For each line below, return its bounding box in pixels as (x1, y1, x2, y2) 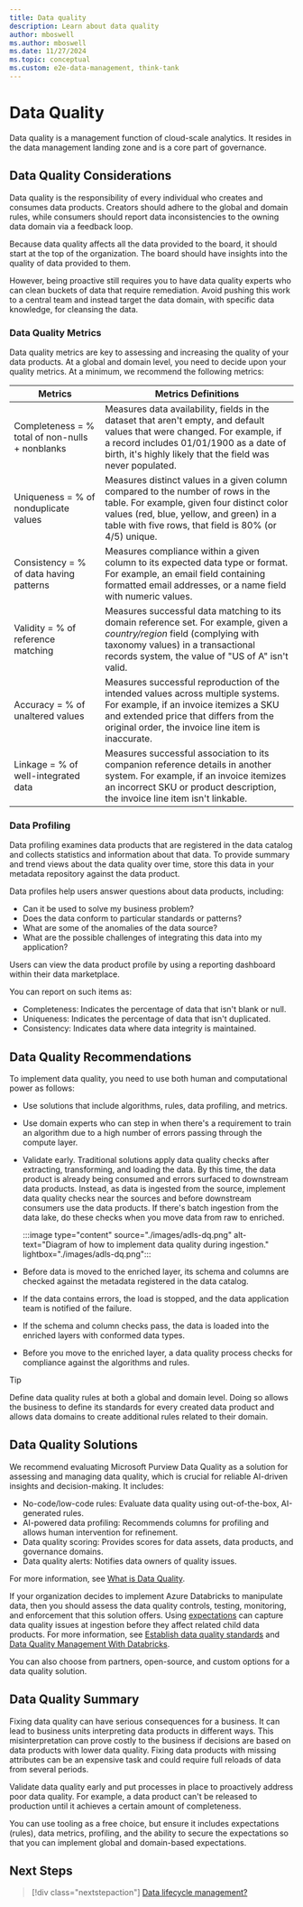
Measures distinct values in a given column (105, 473, 288, 486)
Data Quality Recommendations (9, 1049, 192, 1065)
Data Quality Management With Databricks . (9, 1638, 170, 1649)
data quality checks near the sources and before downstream (22, 1193, 252, 1204)
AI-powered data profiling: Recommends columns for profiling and (22, 1517, 269, 1528)
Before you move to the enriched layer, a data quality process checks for (22, 1347, 293, 1359)
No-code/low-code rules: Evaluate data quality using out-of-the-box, (22, 1498, 280, 1509)
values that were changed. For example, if (105, 425, 282, 438)
